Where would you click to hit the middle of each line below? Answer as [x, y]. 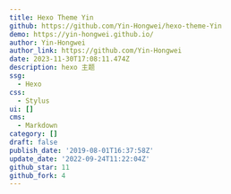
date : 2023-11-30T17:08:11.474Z [69, 59]
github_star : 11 [39, 167]
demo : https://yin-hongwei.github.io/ [81, 34]
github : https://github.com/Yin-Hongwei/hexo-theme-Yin [115, 26]
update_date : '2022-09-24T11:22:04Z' [80, 159]
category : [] [34, 134]
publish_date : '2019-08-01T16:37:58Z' [81, 150]
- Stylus [34, 101]
